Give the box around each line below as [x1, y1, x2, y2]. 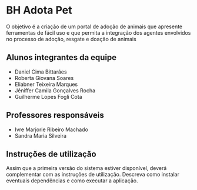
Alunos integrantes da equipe [6, 52, 117, 62]
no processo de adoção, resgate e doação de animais [6, 35, 136, 42]
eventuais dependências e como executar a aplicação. [6, 177, 138, 184]
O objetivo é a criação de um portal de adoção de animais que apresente [6, 23, 183, 30]
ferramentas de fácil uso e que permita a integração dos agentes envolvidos [6, 29, 191, 36]
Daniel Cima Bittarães [14, 68, 67, 75]
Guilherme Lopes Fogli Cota [14, 93, 82, 100]
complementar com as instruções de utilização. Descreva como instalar [6, 171, 179, 178]
